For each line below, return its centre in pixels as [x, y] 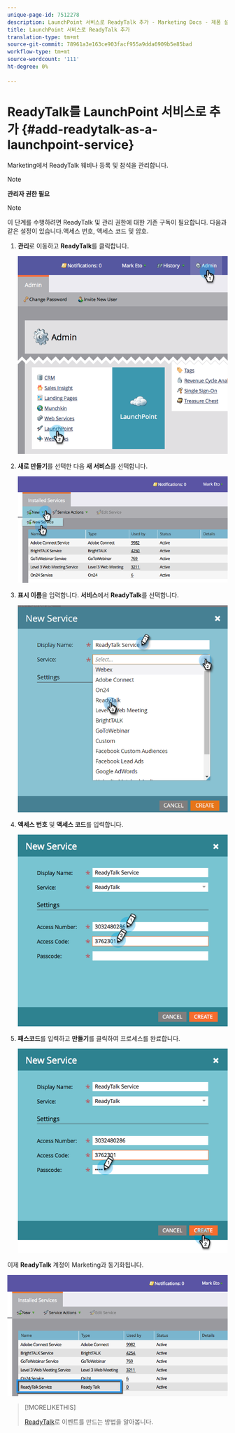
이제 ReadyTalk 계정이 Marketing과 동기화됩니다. [76, 1265]
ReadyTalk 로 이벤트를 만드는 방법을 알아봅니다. [89, 1422]
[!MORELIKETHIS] [50, 1408]
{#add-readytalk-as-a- [90, 129]
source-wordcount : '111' [43, 60]
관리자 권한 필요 [29, 194]
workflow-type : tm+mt [39, 52]
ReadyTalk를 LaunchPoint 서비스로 [107, 112]
